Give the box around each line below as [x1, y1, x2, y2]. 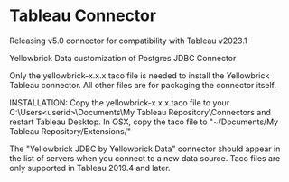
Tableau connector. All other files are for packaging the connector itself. [9, 79, 277, 90]
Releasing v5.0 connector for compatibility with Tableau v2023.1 [9, 35, 247, 46]
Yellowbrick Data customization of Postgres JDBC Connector [9, 52, 237, 63]
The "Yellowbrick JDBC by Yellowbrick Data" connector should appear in [9, 143, 281, 154]
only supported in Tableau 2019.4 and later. [9, 162, 171, 173]
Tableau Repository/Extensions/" [9, 125, 131, 136]
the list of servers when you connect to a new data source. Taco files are [9, 152, 281, 163]
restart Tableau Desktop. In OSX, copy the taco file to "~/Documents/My [9, 116, 278, 127]
